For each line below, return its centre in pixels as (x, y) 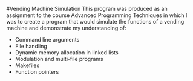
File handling (31, 46)
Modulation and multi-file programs (59, 59)
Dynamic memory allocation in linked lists (67, 53)
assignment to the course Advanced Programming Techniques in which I (97, 15)
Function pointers (37, 72)
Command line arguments (47, 40)
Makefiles (27, 65)
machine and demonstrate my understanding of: (67, 28)
